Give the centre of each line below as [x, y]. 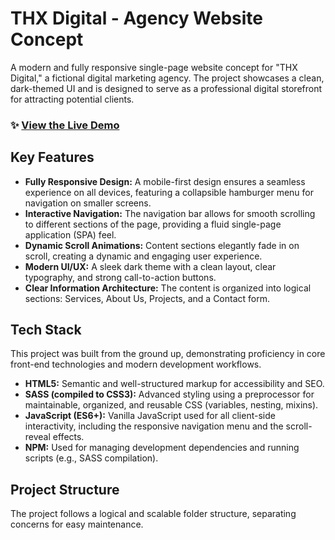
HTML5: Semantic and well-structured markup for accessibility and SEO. [174, 384]
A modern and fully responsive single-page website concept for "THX [154, 67]
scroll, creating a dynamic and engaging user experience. [143, 256]
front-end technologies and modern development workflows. [136, 364]
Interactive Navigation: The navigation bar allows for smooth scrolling [170, 213]
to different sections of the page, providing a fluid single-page [153, 224]
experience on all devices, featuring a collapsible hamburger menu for [169, 192]
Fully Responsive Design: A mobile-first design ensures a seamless [165, 181]
